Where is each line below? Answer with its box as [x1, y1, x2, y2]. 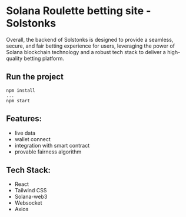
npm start [6, 98, 31, 104]
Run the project [6, 72, 64, 82]
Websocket [14, 199, 42, 206]
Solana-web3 [14, 193, 48, 201]
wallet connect [14, 135, 51, 142]
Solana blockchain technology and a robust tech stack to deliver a [6, 48, 166, 55]
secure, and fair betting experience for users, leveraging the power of [6, 42, 175, 49]
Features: [6, 113, 42, 124]
